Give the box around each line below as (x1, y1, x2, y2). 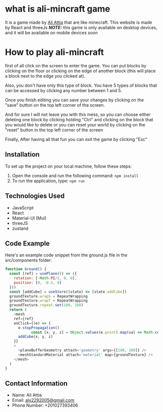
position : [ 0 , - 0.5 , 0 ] (14, 280, 62, 285)
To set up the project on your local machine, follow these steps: (5, 163, 132, 169)
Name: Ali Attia (12, 392, 42, 398)
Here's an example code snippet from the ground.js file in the (5, 252, 128, 258)
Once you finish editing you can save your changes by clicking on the (5, 97, 144, 103)
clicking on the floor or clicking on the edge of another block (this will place (5, 68, 156, 74)
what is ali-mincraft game (5, 3, 111, 15)
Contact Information (5, 379, 68, 387)
